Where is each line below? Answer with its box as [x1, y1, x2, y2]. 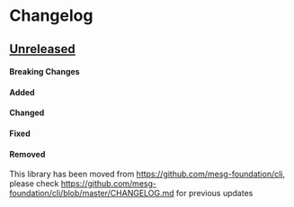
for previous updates [175, 188, 254, 199]
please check [9, 178, 59, 189]
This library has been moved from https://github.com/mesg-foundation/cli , [9, 168, 286, 180]
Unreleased [9, 41, 76, 57]
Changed [9, 107, 45, 118]
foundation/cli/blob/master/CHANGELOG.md [9, 188, 174, 199]
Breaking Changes [9, 67, 80, 77]
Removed [9, 148, 46, 159]
